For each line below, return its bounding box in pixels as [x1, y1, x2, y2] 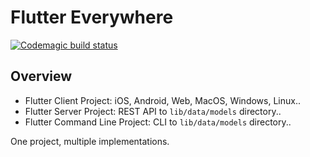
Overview [10, 68, 73, 85]
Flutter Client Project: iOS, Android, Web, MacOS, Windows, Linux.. [24, 94, 301, 106]
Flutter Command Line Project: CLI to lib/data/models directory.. [24, 116, 292, 128]
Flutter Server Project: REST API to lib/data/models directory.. [24, 105, 282, 117]
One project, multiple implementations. [10, 135, 170, 147]
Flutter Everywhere [10, 6, 174, 29]
